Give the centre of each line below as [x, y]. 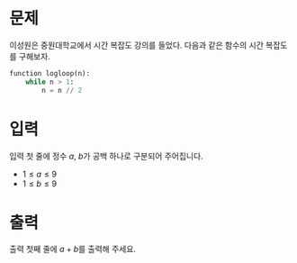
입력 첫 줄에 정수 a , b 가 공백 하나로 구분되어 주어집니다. [107, 156]
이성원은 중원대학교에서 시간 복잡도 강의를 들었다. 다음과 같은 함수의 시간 [136, 45]
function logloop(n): [50, 73]
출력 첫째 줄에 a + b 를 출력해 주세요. [73, 249]
